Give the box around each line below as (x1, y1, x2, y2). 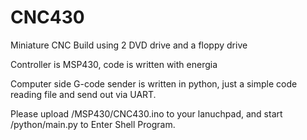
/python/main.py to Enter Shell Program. (10, 118, 176, 130)
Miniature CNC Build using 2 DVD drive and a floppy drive (10, 39, 248, 51)
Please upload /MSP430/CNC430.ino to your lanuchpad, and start (10, 107, 283, 120)
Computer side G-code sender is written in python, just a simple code (10, 77, 298, 90)
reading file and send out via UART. (10, 88, 157, 100)
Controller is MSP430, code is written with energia (10, 58, 218, 70)
